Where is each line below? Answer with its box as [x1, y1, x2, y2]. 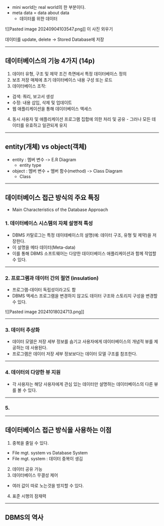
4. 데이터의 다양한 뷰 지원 [5, 369, 61, 376]
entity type [19, 162, 41, 168]
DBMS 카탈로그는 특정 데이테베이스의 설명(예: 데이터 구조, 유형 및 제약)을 [12, 232, 152, 238]
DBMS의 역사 [5, 513, 44, 522]
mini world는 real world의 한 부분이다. [12, 4, 86, 10]
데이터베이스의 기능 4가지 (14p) [5, 57, 95, 65]
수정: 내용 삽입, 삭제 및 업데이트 [12, 100, 72, 105]
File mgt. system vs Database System [12, 449, 88, 455]
